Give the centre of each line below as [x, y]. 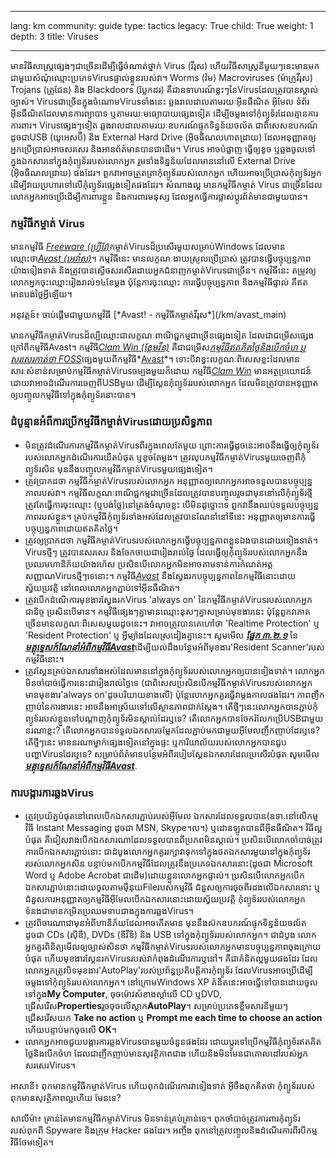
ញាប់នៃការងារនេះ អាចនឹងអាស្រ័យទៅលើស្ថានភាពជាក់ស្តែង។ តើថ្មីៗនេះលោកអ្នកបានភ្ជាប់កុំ [171, 706]
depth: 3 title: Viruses [54, 36]
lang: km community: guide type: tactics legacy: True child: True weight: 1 [162, 25]
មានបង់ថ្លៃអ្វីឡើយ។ [41, 294]
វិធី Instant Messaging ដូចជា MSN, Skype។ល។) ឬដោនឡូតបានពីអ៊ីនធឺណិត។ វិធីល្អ [173, 827]
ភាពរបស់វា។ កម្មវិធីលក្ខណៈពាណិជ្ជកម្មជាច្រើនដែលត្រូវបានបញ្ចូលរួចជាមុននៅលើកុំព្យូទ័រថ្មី [168, 492]
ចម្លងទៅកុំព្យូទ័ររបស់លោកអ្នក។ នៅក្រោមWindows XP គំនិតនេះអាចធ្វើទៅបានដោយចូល [171, 982]
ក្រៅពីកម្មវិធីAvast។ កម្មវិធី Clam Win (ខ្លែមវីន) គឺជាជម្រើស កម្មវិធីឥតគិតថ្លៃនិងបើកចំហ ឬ [158, 347]
